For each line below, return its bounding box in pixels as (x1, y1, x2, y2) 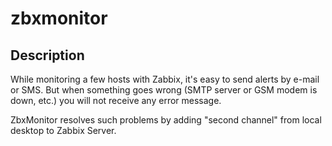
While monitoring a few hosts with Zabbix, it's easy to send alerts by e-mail (10, 73, 320, 85)
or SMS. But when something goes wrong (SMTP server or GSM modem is (10, 84, 318, 96)
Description (10, 47, 85, 64)
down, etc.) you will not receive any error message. (10, 95, 222, 106)
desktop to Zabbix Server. (10, 125, 117, 136)
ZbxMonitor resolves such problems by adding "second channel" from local (10, 114, 322, 126)
